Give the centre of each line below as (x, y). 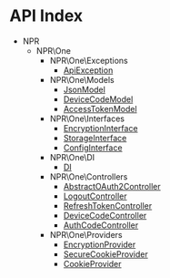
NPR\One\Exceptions (89, 60)
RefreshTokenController (108, 205)
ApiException (88, 70)
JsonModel (85, 89)
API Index (46, 16)
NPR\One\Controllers (89, 176)
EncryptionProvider (100, 244)
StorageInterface (95, 138)
